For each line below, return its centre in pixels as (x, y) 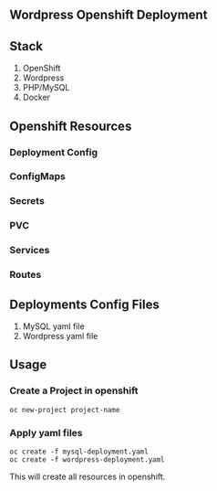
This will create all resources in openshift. (88, 476)
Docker (36, 97)
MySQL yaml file (53, 326)
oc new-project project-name (65, 410)
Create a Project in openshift (74, 390)
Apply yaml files (46, 432)
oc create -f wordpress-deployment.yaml (88, 459)
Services (30, 251)
